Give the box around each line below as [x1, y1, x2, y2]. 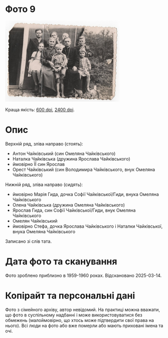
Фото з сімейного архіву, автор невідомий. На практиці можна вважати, [5, 306, 160, 312]
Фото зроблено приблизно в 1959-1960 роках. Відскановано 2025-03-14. [5, 272, 162, 278]
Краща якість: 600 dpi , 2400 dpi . [5, 106, 75, 112]
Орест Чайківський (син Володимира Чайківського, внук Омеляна [12, 166, 155, 173]
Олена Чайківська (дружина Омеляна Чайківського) [12, 202, 125, 208]
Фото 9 [5, 4, 36, 15]
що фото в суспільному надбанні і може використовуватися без [5, 312, 143, 318]
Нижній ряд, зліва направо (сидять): [5, 182, 83, 188]
